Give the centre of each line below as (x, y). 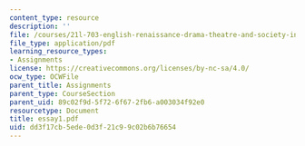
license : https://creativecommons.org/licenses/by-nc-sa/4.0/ (129, 69)
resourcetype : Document (54, 111)
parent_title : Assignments (60, 85)
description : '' (40, 26)
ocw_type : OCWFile (44, 77)
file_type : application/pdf (63, 43)
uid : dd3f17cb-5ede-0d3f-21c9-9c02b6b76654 (93, 128)
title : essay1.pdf (44, 119)
